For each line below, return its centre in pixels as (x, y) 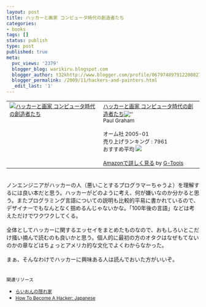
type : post (20, 47)
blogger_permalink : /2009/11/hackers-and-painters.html (85, 80)
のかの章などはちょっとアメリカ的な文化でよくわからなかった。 (87, 245)
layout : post (23, 12)
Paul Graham (119, 120)
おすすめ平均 (119, 149)
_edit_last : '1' (32, 86)
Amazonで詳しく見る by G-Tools (143, 163)
